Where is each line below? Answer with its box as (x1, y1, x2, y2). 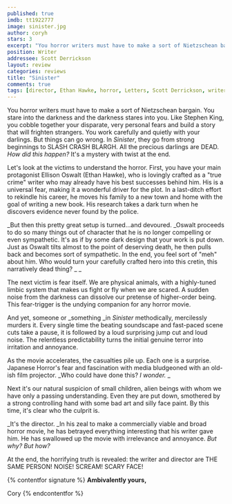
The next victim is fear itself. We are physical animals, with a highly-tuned (7, 278, 216, 287)
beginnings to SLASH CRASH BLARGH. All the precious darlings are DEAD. (7, 143, 220, 151)
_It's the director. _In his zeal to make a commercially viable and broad (7, 420, 207, 428)
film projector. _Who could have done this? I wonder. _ (17, 371, 171, 380)
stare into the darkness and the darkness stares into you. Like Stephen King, (7, 113, 224, 122)
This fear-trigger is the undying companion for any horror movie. (7, 300, 191, 309)
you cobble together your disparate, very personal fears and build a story (7, 121, 216, 129)
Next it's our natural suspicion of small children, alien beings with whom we (7, 385, 222, 393)
